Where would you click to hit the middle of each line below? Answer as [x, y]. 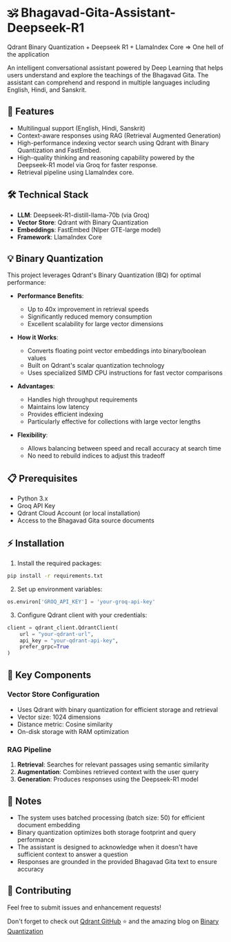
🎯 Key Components [49, 675]
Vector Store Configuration [53, 695]
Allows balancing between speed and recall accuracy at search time [124, 449]
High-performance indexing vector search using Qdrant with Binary [113, 142]
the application [28, 54]
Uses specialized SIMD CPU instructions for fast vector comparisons [125, 373]
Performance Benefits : [50, 296]
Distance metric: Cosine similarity [65, 724]
